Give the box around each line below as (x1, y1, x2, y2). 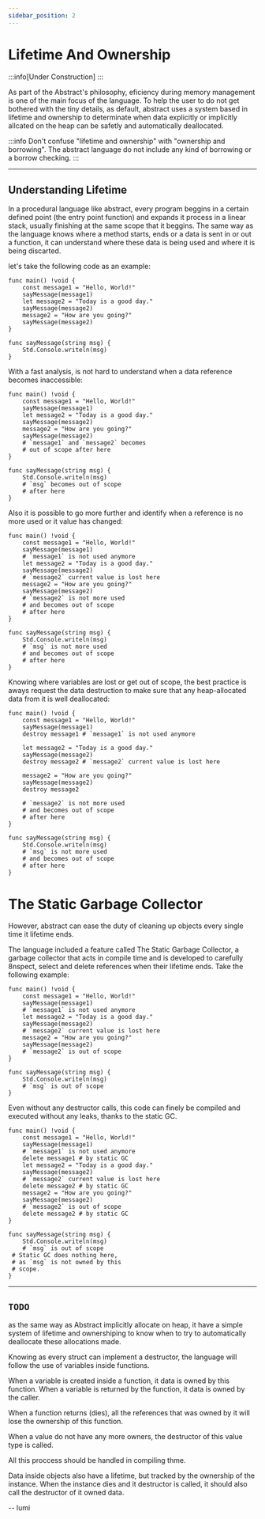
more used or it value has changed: (8, 517, 124, 526)
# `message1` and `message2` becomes (22, 439, 147, 447)
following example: (8, 970, 69, 979)
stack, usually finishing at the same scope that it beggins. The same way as (8, 221, 254, 230)
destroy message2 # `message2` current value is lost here (22, 758, 221, 766)
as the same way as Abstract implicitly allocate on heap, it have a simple (8, 1320, 243, 1330)
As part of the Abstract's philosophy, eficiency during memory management (8, 87, 256, 97)
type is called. (8, 1441, 54, 1450)
